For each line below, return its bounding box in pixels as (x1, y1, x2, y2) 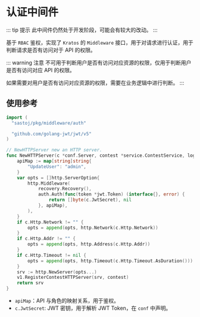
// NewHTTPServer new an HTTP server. (6, 147, 102, 153)
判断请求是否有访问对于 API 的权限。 (6, 46, 96, 54)
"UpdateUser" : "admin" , (27, 163, 86, 170)
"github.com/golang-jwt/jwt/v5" (11, 130, 92, 137)
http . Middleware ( (27, 180, 70, 187)
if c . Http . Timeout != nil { (17, 252, 86, 258)
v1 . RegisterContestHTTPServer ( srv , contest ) (17, 275, 129, 281)
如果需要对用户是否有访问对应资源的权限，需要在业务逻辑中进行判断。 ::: (6, 79, 185, 86)
